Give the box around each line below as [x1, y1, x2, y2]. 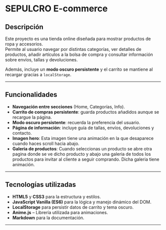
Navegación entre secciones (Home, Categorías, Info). [12, 103, 125, 109]
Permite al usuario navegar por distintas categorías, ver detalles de [5, 46, 142, 52]
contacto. [12, 130, 32, 136]
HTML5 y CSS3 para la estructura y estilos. [12, 193, 101, 199]
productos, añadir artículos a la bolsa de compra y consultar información [5, 51, 153, 57]
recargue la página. [12, 114, 52, 120]
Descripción [5, 23, 43, 31]
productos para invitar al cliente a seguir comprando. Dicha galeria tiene [12, 156, 160, 162]
